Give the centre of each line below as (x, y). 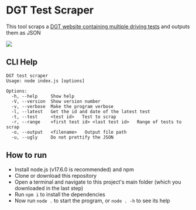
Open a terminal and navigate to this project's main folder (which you (98, 182)
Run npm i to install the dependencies (60, 194)
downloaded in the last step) (49, 188)
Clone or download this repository (56, 175)
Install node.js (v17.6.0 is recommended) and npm (74, 169)
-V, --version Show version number (56, 101)
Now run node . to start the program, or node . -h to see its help (92, 201)
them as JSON (23, 32)
